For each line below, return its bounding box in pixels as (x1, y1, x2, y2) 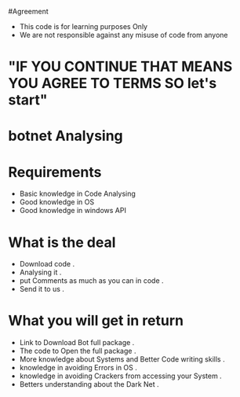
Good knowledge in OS (19, 197, 95, 207)
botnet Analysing (8, 127, 123, 145)
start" (8, 91, 48, 109)
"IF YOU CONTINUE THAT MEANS (8, 58, 233, 75)
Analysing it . (19, 267, 62, 278)
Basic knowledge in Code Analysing (19, 189, 136, 199)
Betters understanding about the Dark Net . (19, 380, 159, 389)
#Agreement (8, 7, 49, 16)
